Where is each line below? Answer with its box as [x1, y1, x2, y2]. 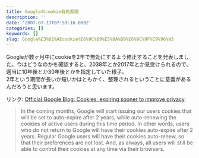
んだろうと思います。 [6, 83, 58, 90]
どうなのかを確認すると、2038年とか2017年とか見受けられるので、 [26, 61, 192, 68]
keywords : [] [6, 31, 39, 37]
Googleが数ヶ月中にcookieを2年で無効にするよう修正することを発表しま [6, 53, 184, 60]
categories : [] [6, 25, 44, 31]
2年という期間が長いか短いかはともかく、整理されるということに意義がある [6, 75, 191, 83]
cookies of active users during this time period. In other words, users [20, 120, 190, 127]
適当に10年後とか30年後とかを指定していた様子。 [6, 68, 128, 75]
